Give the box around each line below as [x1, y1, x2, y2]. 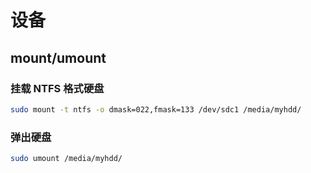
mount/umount [10, 49, 107, 66]
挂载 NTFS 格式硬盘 [10, 81, 105, 95]
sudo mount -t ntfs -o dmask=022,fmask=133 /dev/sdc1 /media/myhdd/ [10, 104, 302, 115]
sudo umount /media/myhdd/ [10, 154, 123, 164]
